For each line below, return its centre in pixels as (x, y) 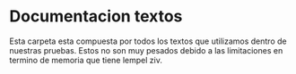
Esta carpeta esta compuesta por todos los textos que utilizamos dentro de (148, 41)
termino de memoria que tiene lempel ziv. (86, 60)
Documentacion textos (96, 16)
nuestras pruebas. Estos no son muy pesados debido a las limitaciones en (146, 50)
